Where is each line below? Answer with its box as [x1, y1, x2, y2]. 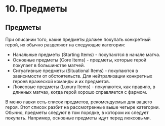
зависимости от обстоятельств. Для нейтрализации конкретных [12, 73, 153, 79]
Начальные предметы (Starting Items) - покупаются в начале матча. [12, 51, 160, 57]
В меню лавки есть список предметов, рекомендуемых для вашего [5, 99, 153, 105]
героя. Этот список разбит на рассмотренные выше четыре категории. [5, 104, 160, 110]
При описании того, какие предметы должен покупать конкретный [5, 36, 151, 42]
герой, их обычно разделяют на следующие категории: [5, 42, 126, 48]
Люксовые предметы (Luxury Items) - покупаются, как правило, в [12, 84, 155, 90]
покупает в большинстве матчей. [12, 62, 85, 68]
